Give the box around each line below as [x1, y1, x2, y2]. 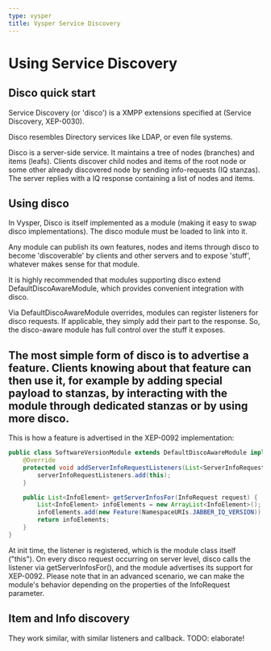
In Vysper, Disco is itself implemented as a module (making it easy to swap [8, 218, 256, 228]
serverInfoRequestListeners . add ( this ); [37, 471, 172, 479]
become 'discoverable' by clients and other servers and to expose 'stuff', [8, 251, 252, 261]
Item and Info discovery [8, 611, 131, 626]
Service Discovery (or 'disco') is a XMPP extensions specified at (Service [8, 107, 252, 117]
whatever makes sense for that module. [8, 259, 140, 269]
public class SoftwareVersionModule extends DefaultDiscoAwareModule [8, 449, 248, 457]
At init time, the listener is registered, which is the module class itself [8, 545, 236, 555]
